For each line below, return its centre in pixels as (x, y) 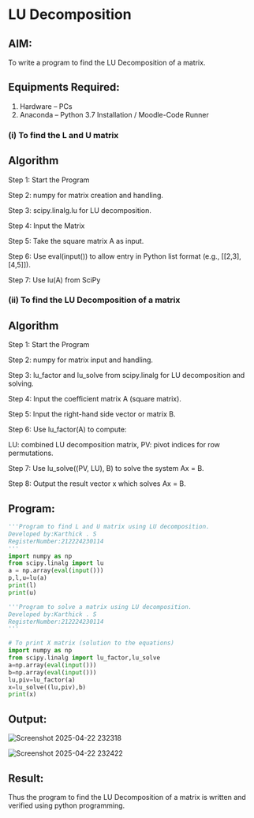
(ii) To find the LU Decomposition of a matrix (94, 300)
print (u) (22, 592)
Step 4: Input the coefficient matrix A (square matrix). (95, 399)
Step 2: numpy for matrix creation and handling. (86, 195)
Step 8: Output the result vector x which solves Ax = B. (97, 484)
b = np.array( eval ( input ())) (52, 672)
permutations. (31, 453)
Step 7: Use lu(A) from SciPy (54, 280)
